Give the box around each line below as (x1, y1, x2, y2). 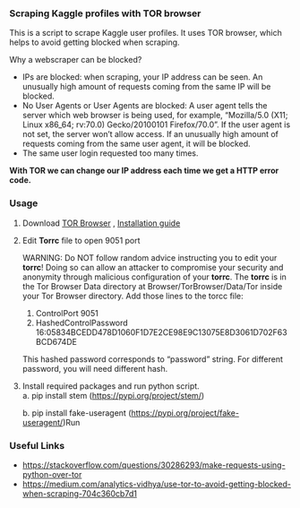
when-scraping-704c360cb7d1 (21, 487, 137, 499)
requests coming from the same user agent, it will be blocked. (21, 138, 251, 150)
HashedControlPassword (35, 317, 128, 328)
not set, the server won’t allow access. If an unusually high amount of (21, 129, 279, 140)
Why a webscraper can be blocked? (9, 55, 142, 65)
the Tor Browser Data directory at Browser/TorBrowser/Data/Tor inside (21, 280, 283, 291)
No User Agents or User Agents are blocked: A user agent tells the (21, 100, 268, 111)
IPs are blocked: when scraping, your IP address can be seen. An (21, 72, 263, 82)
